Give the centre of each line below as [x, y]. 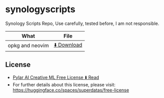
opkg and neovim [28, 46]
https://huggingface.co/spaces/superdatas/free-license [71, 90]
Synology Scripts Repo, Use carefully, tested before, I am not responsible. [82, 23]
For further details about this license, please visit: [64, 84]
